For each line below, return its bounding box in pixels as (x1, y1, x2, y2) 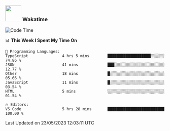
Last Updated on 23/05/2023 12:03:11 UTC (5, 120, 95, 126)
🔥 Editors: (5, 102, 29, 107)
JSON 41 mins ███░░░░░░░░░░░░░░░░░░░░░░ (5, 62, 165, 68)
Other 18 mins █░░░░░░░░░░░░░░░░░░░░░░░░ (5, 71, 165, 76)
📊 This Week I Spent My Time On (5, 37, 77, 43)
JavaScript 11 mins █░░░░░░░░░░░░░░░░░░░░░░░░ (5, 80, 165, 85)
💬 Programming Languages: (5, 49, 60, 54)
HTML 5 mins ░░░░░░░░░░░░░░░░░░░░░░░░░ (5, 89, 165, 94)
